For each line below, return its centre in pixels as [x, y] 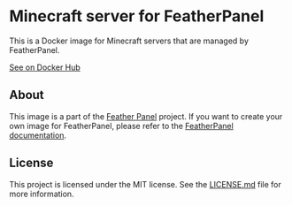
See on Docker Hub [45, 67]
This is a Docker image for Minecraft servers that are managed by [129, 41]
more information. [42, 194]
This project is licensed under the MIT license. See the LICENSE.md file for [145, 184]
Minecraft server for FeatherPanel [137, 16]
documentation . [38, 135]
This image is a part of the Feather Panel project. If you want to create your [146, 116]
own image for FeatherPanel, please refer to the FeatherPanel [122, 126]
